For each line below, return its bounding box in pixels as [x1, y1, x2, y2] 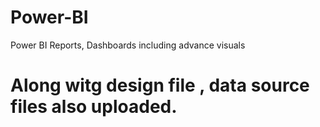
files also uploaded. [10, 96, 178, 118]
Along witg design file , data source [10, 74, 310, 97]
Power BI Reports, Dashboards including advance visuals [10, 39, 246, 51]
